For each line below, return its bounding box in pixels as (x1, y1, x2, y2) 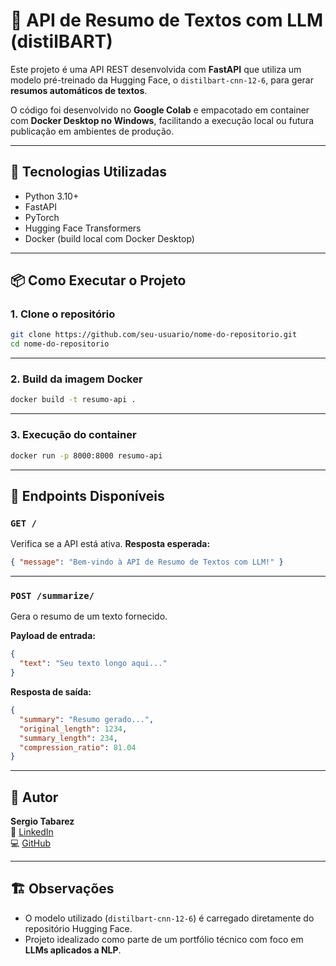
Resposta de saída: (10, 686, 92, 698)
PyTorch (24, 211, 60, 223)
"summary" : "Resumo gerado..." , (19, 714, 155, 724)
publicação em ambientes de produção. (10, 125, 175, 137)
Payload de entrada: (10, 630, 96, 642)
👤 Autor (10, 789, 59, 806)
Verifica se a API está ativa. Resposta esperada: (10, 538, 211, 550)
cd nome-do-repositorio (10, 339, 110, 349)
